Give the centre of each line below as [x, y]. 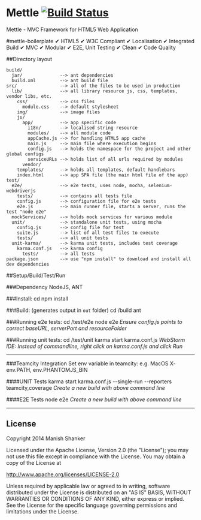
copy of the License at [34, 462]
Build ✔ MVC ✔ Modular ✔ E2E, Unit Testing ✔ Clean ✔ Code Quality [91, 47]
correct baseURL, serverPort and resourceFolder [66, 328]
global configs [25, 154]
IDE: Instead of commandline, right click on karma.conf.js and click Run [95, 346]
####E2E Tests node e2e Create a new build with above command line [94, 399]
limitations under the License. [42, 511]
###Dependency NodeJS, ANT [45, 287]
